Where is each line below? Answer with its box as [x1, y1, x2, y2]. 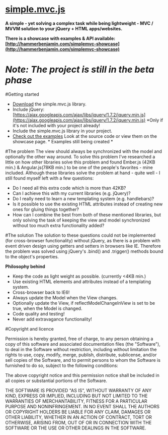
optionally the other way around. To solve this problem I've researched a [5, 153, 155, 159]
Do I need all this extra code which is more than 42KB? [12, 185, 126, 191]
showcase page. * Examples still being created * [12, 138, 113, 144]
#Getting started [5, 91, 39, 97]
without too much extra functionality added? [12, 222, 105, 228]
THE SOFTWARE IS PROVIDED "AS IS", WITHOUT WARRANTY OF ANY [5, 387, 152, 393]
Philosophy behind [5, 263, 45, 269]
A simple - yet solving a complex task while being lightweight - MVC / [5, 20, 153, 26]
